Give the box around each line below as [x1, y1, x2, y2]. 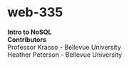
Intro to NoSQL [7, 28, 52, 36]
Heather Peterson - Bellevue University [7, 50, 123, 59]
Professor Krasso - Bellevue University [7, 43, 121, 51]
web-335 [7, 4, 63, 21]
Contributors [7, 35, 47, 43]
